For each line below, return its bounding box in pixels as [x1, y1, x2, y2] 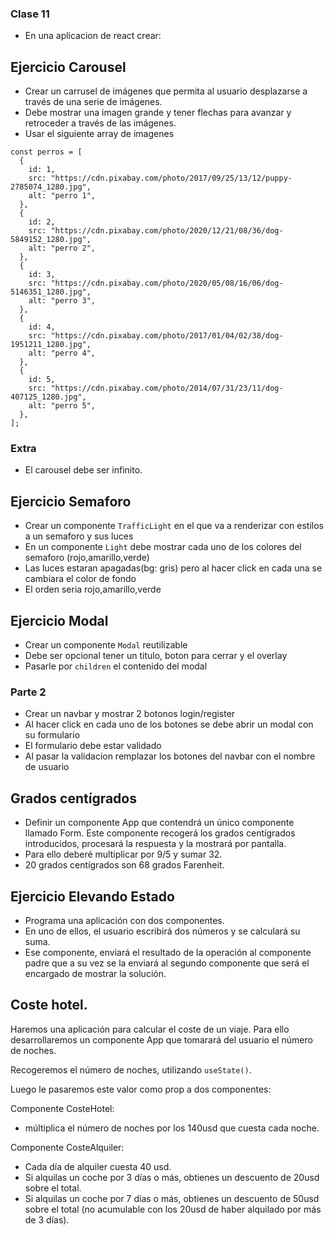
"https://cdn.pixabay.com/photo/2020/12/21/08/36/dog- [50, 226, 284, 236]
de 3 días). [24, 1213, 70, 1226]
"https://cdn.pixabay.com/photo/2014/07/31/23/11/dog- [50, 383, 284, 394]
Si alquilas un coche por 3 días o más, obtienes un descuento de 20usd [24, 1171, 320, 1183]
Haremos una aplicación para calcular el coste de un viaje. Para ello [10, 1023, 290, 1035]
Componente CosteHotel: [10, 1102, 115, 1114]
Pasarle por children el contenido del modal [24, 660, 208, 672]
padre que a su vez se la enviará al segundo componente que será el [24, 957, 310, 969]
